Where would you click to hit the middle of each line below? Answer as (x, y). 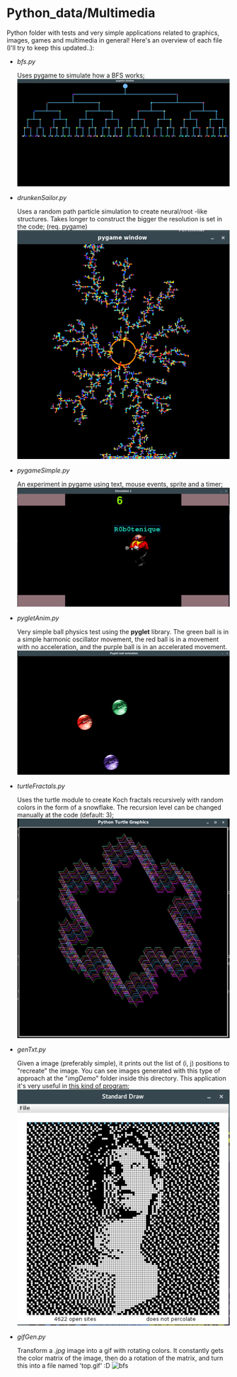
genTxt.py (31, 1049)
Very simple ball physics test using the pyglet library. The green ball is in (123, 631)
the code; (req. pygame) (52, 227)
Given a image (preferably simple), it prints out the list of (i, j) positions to (123, 1063)
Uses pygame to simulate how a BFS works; (81, 75)
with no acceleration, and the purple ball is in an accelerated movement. (122, 646)
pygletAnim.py (38, 618)
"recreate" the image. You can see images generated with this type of (118, 1071)
